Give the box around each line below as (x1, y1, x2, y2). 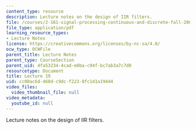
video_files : (6, 84, 38, 90)
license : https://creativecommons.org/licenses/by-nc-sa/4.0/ (6, 41, 160, 47)
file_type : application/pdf (6, 24, 75, 31)
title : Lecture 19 (6, 73, 51, 79)
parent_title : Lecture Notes (6, 52, 77, 58)
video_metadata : (6, 95, 45, 101)
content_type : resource (6, 8, 64, 15)
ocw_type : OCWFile (6, 46, 51, 52)
